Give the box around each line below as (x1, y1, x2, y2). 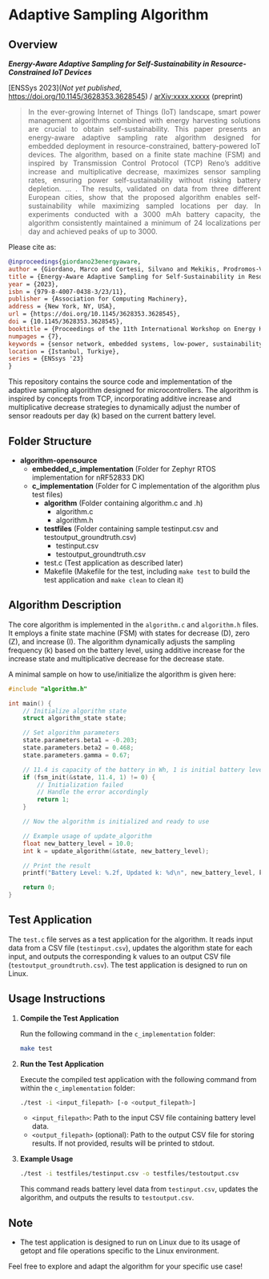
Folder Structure (8, 434, 92, 447)
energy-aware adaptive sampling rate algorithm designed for (27, 133, 261, 142)
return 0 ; (22, 884, 56, 892)
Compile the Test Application (19, 1013, 119, 1023)
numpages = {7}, (8, 332, 62, 341)
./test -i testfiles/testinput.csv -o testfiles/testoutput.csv (19, 1170, 239, 1178)
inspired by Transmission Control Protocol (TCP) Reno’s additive (27, 158, 261, 168)
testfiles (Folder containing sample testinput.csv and (43, 524, 219, 533)
